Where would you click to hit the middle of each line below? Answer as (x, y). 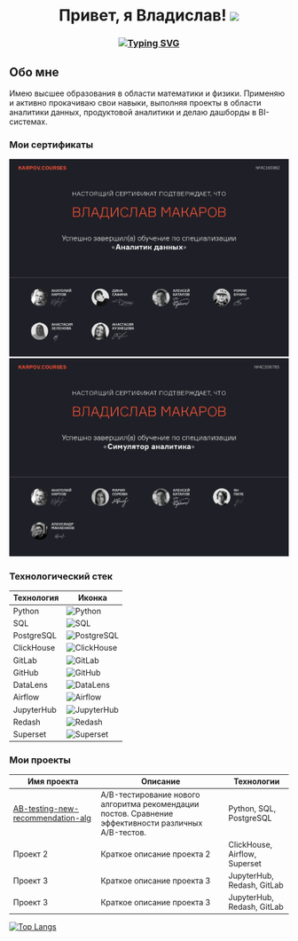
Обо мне (34, 72)
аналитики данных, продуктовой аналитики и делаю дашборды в (133, 112)
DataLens (31, 685)
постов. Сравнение (137, 813)
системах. (29, 122)
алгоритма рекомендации (150, 803)
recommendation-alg (52, 818)
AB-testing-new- (46, 809)
